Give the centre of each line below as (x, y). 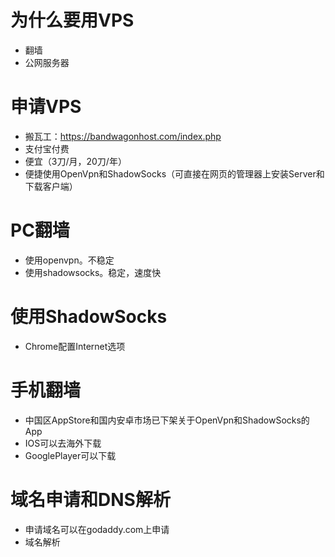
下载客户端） (51, 186)
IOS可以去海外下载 (63, 443)
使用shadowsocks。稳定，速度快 (93, 272)
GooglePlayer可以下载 (70, 455)
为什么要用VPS (72, 20)
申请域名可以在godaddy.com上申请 (97, 529)
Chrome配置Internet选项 (75, 346)
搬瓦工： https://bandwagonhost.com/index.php (123, 136)
